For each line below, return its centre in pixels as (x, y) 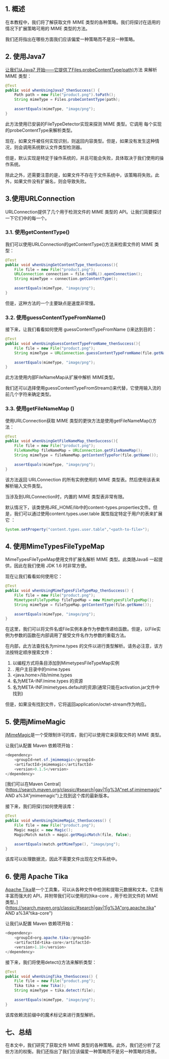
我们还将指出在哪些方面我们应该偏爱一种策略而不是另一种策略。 (71, 39)
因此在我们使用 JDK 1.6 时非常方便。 (52, 566)
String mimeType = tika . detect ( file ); (55, 990)
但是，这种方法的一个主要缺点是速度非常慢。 (52, 303)
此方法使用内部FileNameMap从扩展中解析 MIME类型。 (61, 378)
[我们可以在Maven (24, 784)
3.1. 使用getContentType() (37, 232)
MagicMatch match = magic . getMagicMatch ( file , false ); (73, 835)
